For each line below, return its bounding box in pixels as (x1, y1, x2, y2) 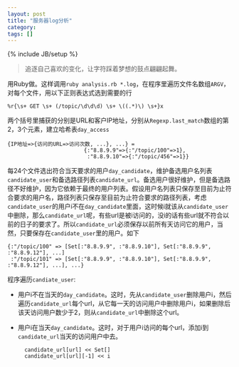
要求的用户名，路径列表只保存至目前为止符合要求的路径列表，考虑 (13, 193, 207, 202)
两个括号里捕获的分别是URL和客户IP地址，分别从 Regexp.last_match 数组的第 (7, 116, 229, 125)
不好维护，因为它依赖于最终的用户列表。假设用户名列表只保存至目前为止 (13, 185, 225, 193)
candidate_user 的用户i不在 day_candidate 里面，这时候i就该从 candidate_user (7, 202, 229, 211)
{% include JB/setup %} (7, 50, 78, 58)
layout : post (7, 10, 46, 18)
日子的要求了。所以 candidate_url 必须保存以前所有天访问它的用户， (19, 220, 218, 229)
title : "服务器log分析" (7, 17, 73, 24)
